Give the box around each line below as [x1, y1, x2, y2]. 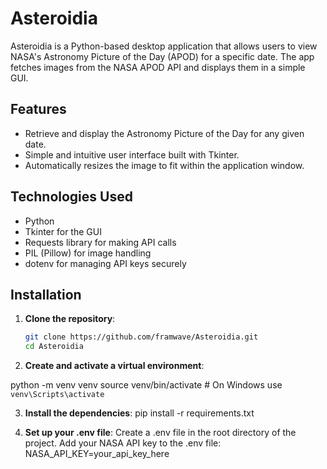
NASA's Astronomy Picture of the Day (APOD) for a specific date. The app [10, 50, 315, 62]
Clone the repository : [24, 313, 116, 325]
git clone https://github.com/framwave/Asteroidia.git [24, 332, 259, 342]
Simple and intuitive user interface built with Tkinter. [24, 148, 240, 161]
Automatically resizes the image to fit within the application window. [24, 159, 305, 171]
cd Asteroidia [24, 342, 84, 352]
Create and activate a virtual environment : [24, 360, 205, 372]
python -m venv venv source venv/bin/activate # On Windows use [10, 379, 283, 391]
